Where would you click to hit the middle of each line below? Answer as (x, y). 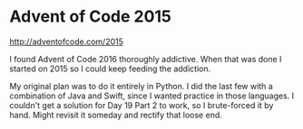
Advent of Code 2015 (91, 17)
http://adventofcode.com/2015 (67, 41)
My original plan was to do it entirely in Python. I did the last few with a (142, 86)
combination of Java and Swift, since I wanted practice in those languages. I (152, 96)
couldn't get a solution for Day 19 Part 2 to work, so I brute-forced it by (142, 105)
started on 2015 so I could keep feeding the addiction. (110, 69)
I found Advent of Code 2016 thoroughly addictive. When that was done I (146, 59)
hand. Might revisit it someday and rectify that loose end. (116, 115)
